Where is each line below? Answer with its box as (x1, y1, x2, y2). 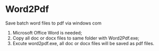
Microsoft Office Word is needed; (12, 29, 83, 35)
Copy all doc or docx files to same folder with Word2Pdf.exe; (12, 35, 139, 41)
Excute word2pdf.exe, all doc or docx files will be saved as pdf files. (12, 40, 154, 46)
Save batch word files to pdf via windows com (5, 20, 102, 26)
